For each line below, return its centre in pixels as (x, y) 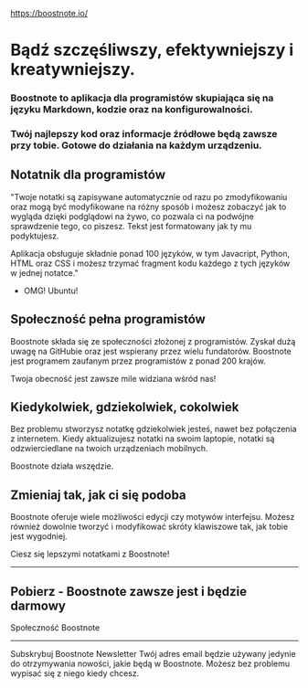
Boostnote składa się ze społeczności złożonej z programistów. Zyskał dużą (153, 341)
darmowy (38, 605)
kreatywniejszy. (73, 70)
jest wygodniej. (39, 536)
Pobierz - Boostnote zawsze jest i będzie (129, 592)
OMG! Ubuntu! (51, 291)
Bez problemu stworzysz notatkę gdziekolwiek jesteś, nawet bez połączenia (154, 429)
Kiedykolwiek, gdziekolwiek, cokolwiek (125, 407)
